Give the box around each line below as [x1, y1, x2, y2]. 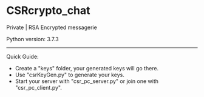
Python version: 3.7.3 [6, 35, 59, 42]
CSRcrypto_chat [6, 4, 90, 18]
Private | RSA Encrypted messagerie [6, 24, 97, 31]
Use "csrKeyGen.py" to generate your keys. [15, 71, 124, 78]
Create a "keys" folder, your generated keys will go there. [15, 64, 159, 72]
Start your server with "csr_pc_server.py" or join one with [15, 77, 159, 85]
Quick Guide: [6, 53, 39, 60]
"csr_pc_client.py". [15, 84, 62, 91]
